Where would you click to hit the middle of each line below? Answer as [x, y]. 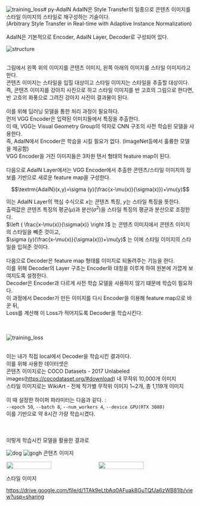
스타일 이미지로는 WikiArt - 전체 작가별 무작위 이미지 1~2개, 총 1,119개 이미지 [95, 386]
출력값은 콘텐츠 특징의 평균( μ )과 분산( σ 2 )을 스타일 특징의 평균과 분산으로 [90, 209]
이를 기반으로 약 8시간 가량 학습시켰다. [51, 413]
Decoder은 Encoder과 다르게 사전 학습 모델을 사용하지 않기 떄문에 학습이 [92, 283]
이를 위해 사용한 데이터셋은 [37, 363]
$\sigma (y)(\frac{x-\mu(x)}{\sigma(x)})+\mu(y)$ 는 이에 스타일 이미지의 [93, 239]
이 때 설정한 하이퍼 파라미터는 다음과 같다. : [56, 400]
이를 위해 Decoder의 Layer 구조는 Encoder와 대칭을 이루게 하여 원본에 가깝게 [96, 268]
